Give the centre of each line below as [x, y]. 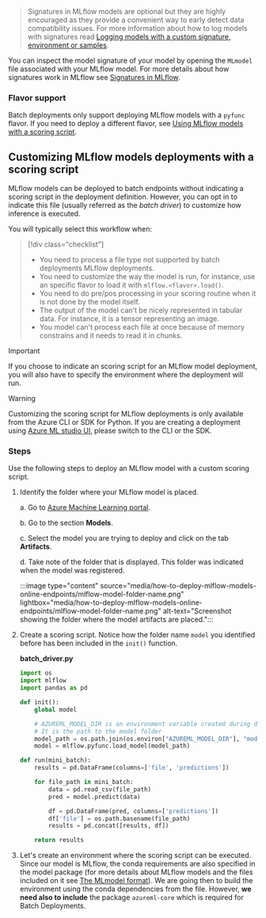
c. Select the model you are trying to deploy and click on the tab [124, 538]
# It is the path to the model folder [98, 731]
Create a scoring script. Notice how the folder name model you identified [137, 635]
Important [24, 351]
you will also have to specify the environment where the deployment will [126, 375]
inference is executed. [44, 214]
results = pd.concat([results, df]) [109, 826]
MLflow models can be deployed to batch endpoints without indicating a [126, 189]
